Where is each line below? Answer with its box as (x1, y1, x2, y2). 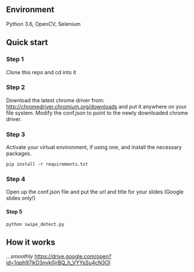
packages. (6, 150, 32, 157)
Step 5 (6, 208, 22, 215)
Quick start (6, 38, 48, 48)
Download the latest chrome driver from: (6, 97, 105, 104)
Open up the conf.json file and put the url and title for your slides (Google (6, 188, 184, 195)
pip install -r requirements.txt (6, 162, 88, 168)
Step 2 (6, 83, 25, 91)
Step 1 (6, 55, 24, 64)
